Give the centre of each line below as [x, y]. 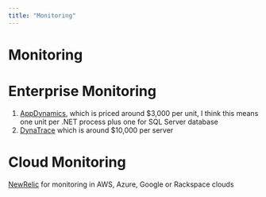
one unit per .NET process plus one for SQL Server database [119, 122]
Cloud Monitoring [67, 162]
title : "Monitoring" [42, 15]
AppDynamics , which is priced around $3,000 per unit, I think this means [139, 113]
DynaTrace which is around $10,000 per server [96, 130]
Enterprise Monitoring [83, 91]
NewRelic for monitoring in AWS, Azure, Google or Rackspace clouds [121, 184]
